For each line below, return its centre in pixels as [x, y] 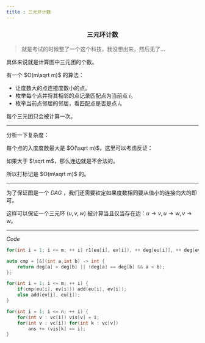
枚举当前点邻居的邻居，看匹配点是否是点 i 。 [70, 103]
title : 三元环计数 [29, 12]
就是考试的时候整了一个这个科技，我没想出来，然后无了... [93, 49]
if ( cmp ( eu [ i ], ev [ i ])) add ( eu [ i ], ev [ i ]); [72, 289]
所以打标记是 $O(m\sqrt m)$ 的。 [48, 174]
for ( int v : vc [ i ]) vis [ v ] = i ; [58, 317]
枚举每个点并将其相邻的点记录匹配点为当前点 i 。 [75, 95]
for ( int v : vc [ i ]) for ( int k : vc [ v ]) [68, 323]
